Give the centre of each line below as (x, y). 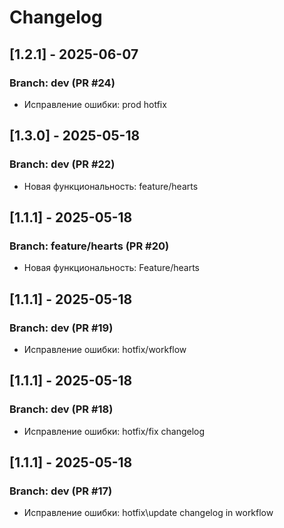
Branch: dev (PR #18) (61, 409)
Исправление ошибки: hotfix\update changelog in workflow (148, 513)
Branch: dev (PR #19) (61, 328)
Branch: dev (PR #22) (62, 164)
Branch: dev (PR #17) (61, 491)
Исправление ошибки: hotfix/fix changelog (114, 431)
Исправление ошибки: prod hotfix (95, 104)
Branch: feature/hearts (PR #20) (89, 246)
